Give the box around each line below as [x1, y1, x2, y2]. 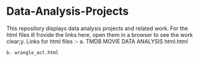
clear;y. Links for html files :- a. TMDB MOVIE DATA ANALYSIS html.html [6, 37, 188, 45]
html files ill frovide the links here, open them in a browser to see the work [6, 31, 193, 38]
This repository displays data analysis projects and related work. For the [6, 25, 189, 32]
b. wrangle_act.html [6, 49, 59, 56]
